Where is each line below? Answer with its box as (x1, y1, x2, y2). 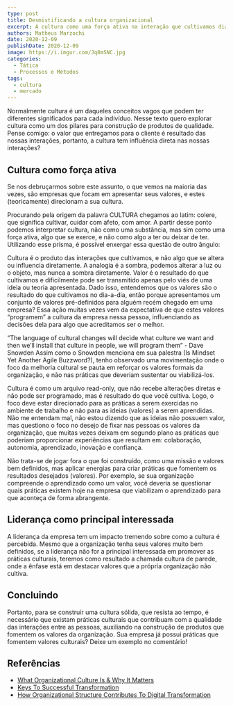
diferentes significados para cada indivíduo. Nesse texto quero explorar (7, 114, 212, 122)
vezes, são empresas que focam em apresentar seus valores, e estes (7, 189, 205, 198)
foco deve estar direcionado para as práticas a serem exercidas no (7, 399, 198, 407)
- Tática (13, 62, 39, 69)
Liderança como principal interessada (7, 514, 175, 526)
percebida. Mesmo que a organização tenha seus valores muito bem (7, 540, 203, 548)
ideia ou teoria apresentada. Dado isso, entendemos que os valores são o (7, 283, 217, 291)
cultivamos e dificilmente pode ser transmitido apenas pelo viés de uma (7, 275, 213, 284)
